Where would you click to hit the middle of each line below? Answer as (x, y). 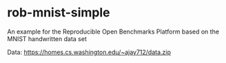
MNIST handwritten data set (47, 38)
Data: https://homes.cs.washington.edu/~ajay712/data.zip (89, 52)
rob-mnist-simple (59, 13)
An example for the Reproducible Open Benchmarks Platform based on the (113, 32)
